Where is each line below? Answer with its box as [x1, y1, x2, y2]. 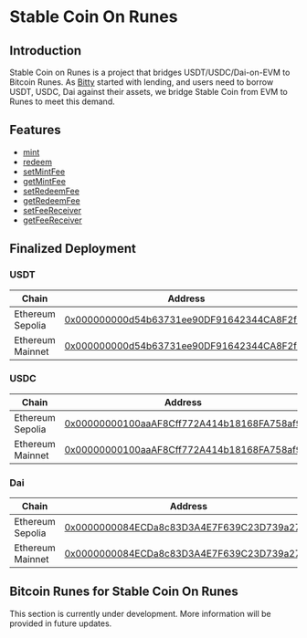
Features [9, 122, 61, 138]
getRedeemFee [22, 194, 80, 206]
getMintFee [22, 175, 67, 186]
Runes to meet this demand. [9, 96, 116, 107]
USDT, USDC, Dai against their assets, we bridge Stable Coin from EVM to [9, 87, 288, 97]
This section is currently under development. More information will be [9, 608, 271, 619]
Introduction [9, 43, 82, 58]
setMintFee [22, 166, 66, 177]
